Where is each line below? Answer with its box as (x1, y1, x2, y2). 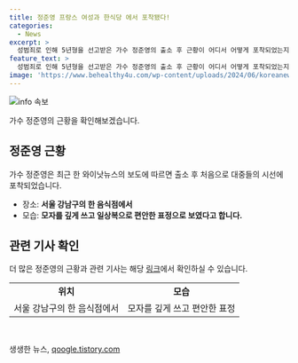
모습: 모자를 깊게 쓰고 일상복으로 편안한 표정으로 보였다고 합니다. (21, 209, 243, 220)
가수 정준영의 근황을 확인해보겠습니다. (9, 114, 140, 125)
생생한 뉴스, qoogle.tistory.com (9, 343, 121, 355)
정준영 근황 (9, 144, 67, 159)
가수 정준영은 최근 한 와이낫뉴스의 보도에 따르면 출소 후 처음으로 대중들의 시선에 (9, 169, 284, 179)
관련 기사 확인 (9, 238, 80, 253)
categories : (9, 21, 53, 30)
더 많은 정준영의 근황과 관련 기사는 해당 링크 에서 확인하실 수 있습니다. (9, 264, 248, 274)
